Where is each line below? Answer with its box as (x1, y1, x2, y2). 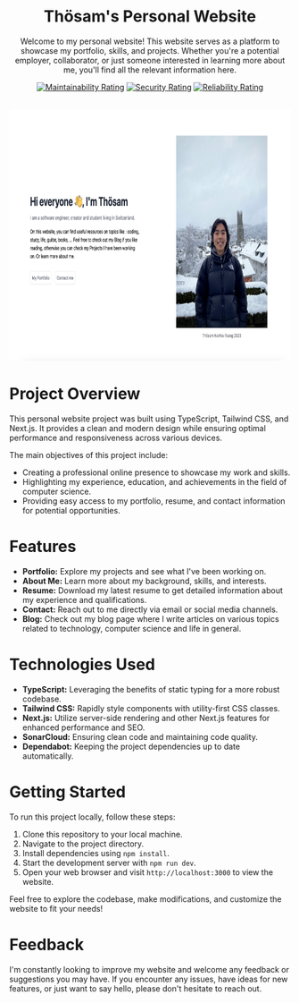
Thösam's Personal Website (43, 6, 257, 27)
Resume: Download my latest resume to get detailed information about (21, 584, 284, 596)
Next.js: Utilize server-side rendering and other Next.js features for (21, 712, 270, 723)
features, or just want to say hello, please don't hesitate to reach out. (9, 982, 262, 994)
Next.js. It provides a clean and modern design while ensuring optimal (9, 422, 266, 433)
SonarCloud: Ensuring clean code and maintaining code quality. (21, 731, 259, 742)
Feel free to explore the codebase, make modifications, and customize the (9, 893, 283, 905)
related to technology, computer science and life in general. (21, 623, 242, 633)
